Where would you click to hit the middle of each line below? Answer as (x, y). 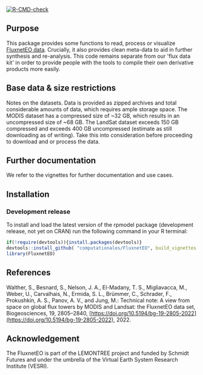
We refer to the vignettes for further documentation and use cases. (90, 175)
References (28, 273)
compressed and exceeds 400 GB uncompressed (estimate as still (89, 128)
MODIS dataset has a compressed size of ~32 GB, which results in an (93, 115)
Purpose (23, 28)
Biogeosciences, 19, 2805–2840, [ (49, 313)
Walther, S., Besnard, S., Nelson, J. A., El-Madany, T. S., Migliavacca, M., (97, 287)
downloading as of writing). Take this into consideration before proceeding (99, 135)
